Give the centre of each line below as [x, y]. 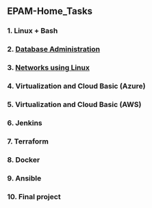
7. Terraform [28, 141]
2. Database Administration [54, 49]
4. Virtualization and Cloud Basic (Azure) [76, 86]
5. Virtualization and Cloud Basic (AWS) [74, 104]
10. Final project [34, 196]
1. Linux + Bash [33, 31]
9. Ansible [24, 178]
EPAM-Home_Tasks [50, 11]
